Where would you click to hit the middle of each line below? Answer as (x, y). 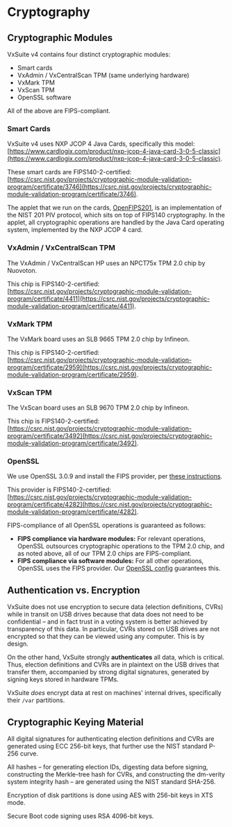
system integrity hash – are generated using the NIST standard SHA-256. (111, 782)
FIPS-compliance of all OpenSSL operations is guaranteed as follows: (107, 526)
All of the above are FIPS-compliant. (59, 111)
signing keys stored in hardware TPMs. (63, 679)
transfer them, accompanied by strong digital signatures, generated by (108, 672)
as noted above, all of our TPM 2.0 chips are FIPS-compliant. (105, 553)
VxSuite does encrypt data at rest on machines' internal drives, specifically (114, 693)
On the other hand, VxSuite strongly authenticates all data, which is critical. (116, 658)
